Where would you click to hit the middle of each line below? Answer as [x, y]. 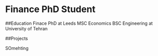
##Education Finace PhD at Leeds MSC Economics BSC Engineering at [79, 23]
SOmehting [17, 48]
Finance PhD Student [50, 9]
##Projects [17, 38]
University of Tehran [27, 28]
